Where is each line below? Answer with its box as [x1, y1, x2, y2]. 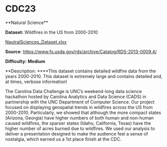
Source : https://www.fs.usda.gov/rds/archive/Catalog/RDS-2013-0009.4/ [5, 48, 157, 54]
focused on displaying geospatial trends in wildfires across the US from [5, 104, 153, 110]
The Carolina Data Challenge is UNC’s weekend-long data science [5, 88, 142, 94]
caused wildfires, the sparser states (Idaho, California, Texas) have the [5, 120, 151, 126]
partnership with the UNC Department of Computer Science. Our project [5, 98, 155, 105]
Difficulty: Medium [5, 58, 46, 64]
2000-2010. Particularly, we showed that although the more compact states [5, 109, 161, 115]
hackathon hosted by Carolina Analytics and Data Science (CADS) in [5, 93, 146, 99]
